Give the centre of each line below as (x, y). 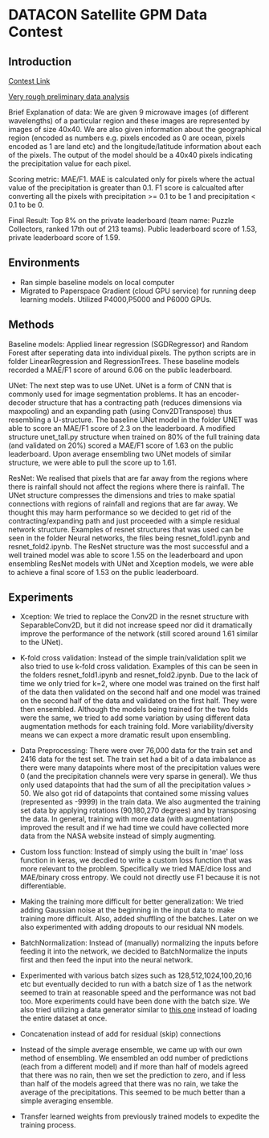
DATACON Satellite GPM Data (108, 15)
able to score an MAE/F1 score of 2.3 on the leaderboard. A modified (122, 428)
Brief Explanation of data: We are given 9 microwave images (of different (128, 112)
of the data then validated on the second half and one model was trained (140, 692)
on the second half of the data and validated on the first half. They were (139, 701)
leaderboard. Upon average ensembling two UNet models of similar (120, 453)
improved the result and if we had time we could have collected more (134, 828)
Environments (44, 263)
